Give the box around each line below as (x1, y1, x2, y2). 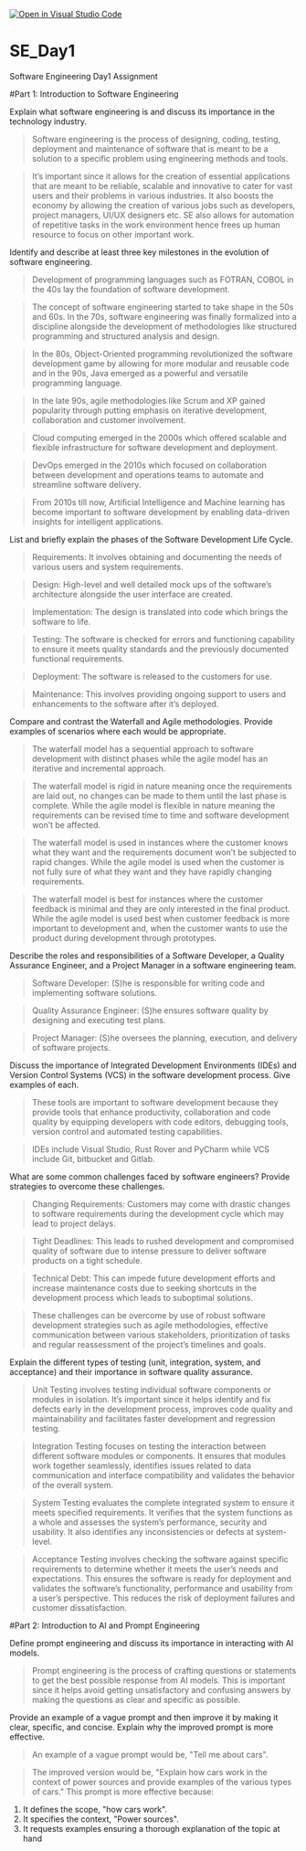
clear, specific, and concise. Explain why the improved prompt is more (9, 1721, 274, 1732)
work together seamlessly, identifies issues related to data (31, 1460, 251, 1471)
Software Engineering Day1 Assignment (9, 70, 158, 81)
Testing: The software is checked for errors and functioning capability (31, 633, 295, 644)
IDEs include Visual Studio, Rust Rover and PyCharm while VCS (31, 1143, 270, 1155)
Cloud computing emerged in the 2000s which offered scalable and (31, 432, 288, 443)
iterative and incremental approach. (31, 763, 166, 774)
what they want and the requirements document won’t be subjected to (31, 846, 297, 858)
